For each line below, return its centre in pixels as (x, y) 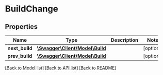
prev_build (20, 56)
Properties (21, 27)
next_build (20, 48)
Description (125, 40)
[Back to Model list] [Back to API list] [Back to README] (61, 68)
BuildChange (32, 9)
